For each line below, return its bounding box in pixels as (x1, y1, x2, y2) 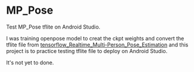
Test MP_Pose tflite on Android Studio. (6, 23, 101, 30)
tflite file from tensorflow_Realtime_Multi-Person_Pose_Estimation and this (6, 41, 189, 48)
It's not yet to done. (6, 59, 54, 66)
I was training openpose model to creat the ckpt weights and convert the (6, 35, 184, 42)
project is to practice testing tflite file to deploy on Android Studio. (6, 47, 168, 54)
